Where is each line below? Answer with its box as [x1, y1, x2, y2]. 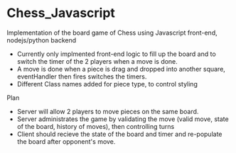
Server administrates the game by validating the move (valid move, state [16, 115, 229, 123]
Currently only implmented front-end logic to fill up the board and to [16, 50, 216, 58]
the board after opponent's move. [16, 137, 116, 146]
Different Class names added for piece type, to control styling [16, 79, 198, 88]
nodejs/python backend [6, 35, 77, 44]
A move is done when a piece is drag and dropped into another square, [16, 64, 225, 73]
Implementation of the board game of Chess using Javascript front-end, [6, 28, 218, 37]
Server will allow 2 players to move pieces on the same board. [16, 107, 199, 115]
